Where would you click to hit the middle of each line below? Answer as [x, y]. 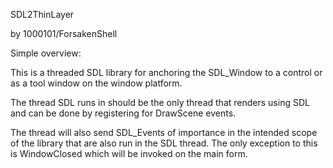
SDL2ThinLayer [42, 14]
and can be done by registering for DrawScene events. [123, 113]
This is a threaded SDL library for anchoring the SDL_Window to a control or [166, 72]
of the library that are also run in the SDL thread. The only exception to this [164, 143]
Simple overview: [46, 53]
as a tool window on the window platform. [96, 83]
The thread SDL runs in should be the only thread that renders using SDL [160, 102]
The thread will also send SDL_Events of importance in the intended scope [164, 132]
